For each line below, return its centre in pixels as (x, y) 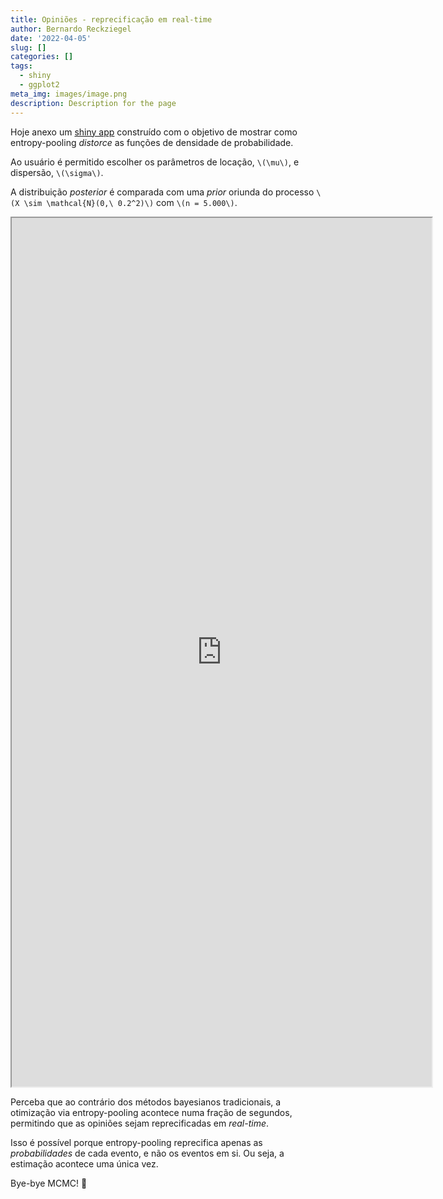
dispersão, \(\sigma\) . (57, 172)
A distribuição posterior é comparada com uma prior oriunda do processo (162, 192)
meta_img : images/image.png (69, 94)
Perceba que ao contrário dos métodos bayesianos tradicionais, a (146, 1102)
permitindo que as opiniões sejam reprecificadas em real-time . (140, 1123)
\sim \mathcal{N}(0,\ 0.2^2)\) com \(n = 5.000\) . (130, 202)
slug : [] (28, 47)
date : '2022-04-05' (51, 38)
